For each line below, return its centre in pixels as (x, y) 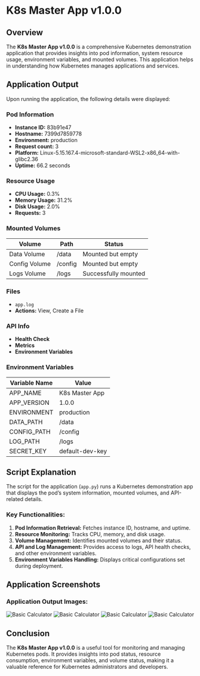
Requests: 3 (30, 213)
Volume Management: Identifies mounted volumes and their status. (98, 540)
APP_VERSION (29, 402)
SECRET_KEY (28, 451)
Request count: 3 (36, 146)
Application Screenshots (53, 585)
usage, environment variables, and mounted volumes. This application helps (100, 59)
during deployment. (39, 566)
